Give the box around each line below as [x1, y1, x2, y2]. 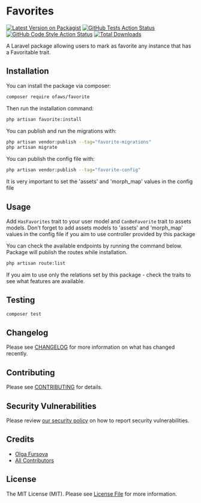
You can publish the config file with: [6, 155, 95, 163]
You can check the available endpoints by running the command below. [6, 242, 183, 249]
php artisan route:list [6, 260, 66, 266]
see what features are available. [6, 277, 85, 284]
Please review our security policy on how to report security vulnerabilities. [6, 417, 190, 424]
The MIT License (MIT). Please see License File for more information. [6, 490, 177, 498]
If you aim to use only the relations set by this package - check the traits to [6, 271, 191, 278]
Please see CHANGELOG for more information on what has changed [6, 343, 175, 351]
